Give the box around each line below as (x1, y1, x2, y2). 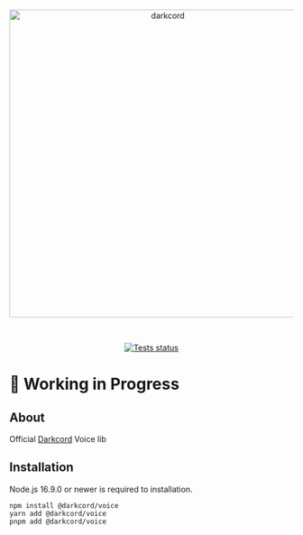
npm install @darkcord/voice (9, 501, 119, 510)
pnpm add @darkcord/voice (9, 517, 106, 526)
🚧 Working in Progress (9, 374, 180, 394)
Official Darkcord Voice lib (9, 434, 106, 444)
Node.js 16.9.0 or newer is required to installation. (9, 484, 193, 494)
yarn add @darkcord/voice (9, 509, 106, 518)
